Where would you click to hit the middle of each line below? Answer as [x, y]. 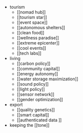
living [15, 58]
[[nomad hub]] [31, 12]
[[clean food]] [30, 33]
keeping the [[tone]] [29, 125]
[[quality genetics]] [36, 110]
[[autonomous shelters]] [41, 28]
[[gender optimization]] [40, 99]
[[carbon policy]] [34, 63]
